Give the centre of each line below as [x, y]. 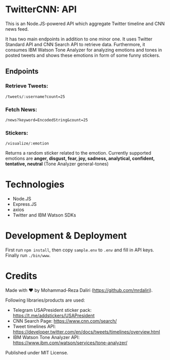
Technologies [35, 185]
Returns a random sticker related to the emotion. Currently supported [78, 153]
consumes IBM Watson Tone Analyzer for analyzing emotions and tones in [84, 50]
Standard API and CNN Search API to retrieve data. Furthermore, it [75, 44]
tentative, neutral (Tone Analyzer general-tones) [57, 164]
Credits [21, 276]
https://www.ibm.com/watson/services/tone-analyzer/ [70, 343]
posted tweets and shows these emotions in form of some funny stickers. [83, 55]
